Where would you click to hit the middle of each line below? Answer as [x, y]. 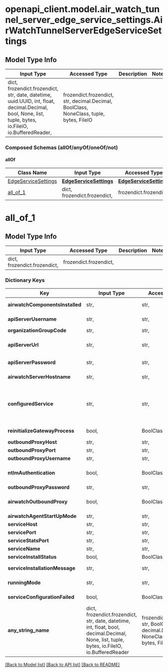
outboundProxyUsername [39, 459]
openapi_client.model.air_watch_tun [82, 9]
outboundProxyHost [32, 442]
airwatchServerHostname [39, 377]
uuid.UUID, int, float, [31, 101]
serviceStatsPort [28, 541]
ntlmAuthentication [31, 473]
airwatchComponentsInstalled [44, 305]
